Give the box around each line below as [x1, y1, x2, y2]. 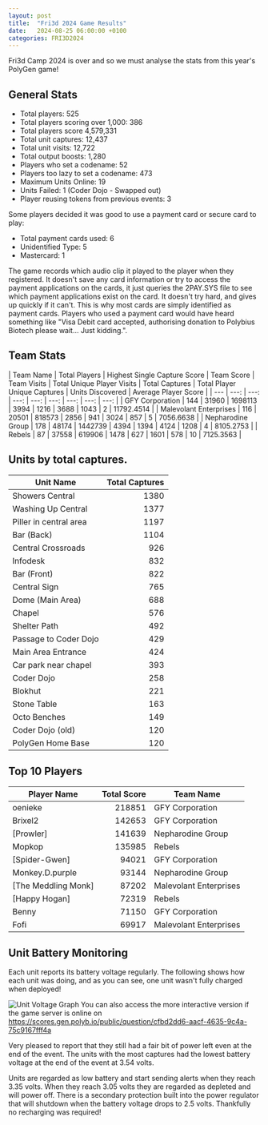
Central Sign [12, 581, 59, 593]
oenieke [12, 802, 42, 813]
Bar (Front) [12, 568, 54, 579]
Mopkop [12, 841, 44, 852]
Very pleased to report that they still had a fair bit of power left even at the [8, 1041, 252, 1051]
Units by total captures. [8, 453, 128, 467]
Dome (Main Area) [12, 594, 82, 605]
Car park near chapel [12, 659, 92, 670]
